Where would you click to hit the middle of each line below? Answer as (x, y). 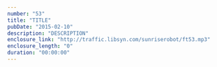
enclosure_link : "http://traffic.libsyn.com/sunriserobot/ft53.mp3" (109, 40)
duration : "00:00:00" (39, 53)
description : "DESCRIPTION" (48, 33)
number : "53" (26, 14)
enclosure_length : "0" (40, 46)
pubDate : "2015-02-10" (40, 27)
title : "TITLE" (29, 20)
